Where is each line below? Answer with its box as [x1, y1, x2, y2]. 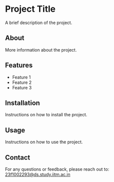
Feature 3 [12, 84, 32, 90]
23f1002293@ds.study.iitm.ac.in [5, 172, 71, 177]
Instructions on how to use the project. [5, 139, 83, 145]
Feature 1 [12, 74, 31, 80]
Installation [5, 99, 40, 107]
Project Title [5, 3, 56, 15]
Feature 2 [12, 79, 32, 85]
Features [5, 61, 33, 70]
